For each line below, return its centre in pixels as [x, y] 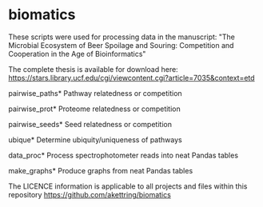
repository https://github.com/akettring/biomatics [90, 194]
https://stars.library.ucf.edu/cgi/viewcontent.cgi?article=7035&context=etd [131, 78]
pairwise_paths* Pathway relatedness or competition [95, 93]
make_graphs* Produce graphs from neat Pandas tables [101, 170]
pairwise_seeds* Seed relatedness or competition [90, 124]
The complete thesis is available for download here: [93, 69]
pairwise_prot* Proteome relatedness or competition [95, 109]
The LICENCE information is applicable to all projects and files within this [128, 186]
